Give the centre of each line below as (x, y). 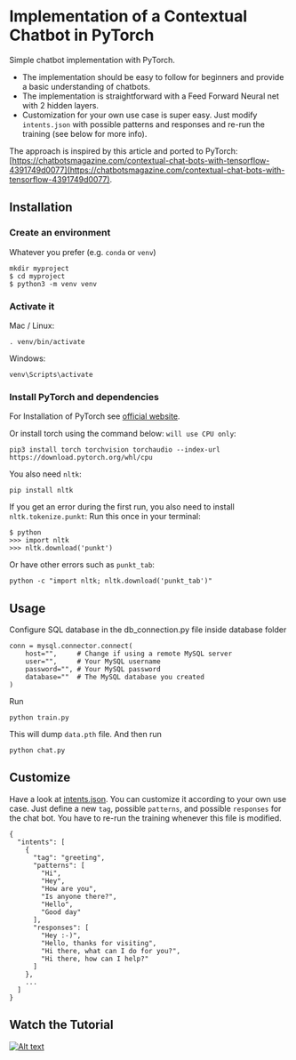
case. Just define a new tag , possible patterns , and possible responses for (145, 808)
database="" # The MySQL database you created (115, 678)
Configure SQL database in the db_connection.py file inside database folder (148, 630)
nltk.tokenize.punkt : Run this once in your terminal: (105, 517)
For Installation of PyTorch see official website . (95, 416)
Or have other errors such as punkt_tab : (82, 565)
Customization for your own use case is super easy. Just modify (140, 115)
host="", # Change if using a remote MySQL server (129, 654)
